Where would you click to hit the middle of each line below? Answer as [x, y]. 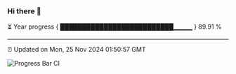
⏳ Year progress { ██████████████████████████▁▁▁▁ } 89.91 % [115, 27]
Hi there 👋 [25, 11]
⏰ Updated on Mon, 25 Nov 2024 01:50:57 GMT [77, 50]
